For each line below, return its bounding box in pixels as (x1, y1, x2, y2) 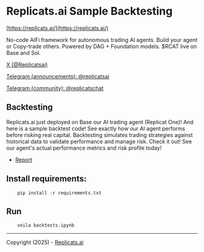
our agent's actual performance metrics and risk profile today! (6, 144, 162, 152)
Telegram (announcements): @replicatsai (6, 72, 109, 80)
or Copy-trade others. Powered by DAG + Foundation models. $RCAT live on (6, 43, 197, 50)
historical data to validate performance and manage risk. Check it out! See (6, 138, 192, 145)
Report (15, 156, 32, 163)
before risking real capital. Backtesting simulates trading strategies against (6, 131, 193, 138)
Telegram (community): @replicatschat (6, 84, 104, 92)
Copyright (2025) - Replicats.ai (6, 239, 84, 246)
